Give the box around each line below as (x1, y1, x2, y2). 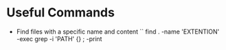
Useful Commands (6, 5, 115, 21)
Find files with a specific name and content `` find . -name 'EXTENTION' (16, 27, 220, 36)
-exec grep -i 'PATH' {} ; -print (16, 34, 102, 42)
